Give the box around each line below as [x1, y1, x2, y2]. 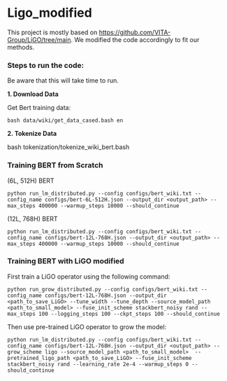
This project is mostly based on [7, 28, 98, 36]
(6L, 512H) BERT [7, 176, 54, 185]
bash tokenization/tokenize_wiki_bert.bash [7, 143, 130, 151]
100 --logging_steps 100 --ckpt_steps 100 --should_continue [38, 310, 220, 317]
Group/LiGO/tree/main [7, 35, 71, 43]
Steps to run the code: [7, 60, 85, 70]
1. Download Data [7, 90, 59, 99]
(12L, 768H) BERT [7, 214, 58, 223]
